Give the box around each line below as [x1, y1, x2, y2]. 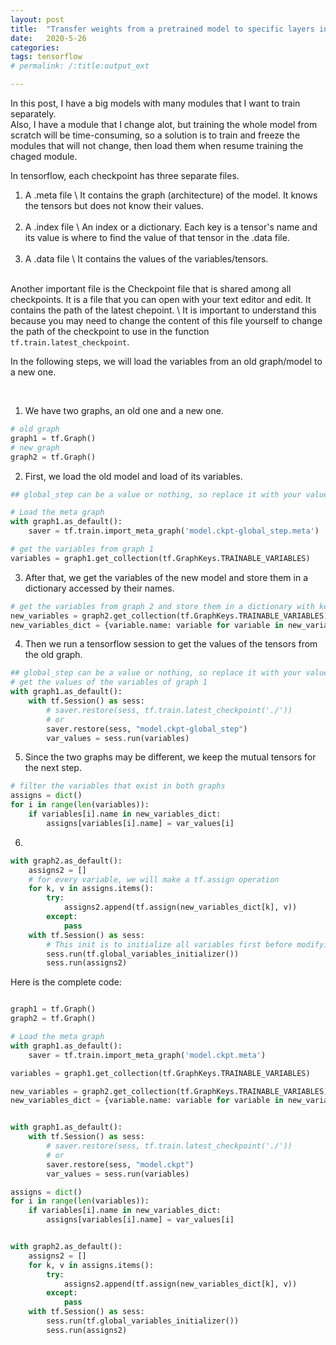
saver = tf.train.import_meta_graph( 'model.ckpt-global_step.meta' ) [28, 526, 320, 536]
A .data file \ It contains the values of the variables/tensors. [24, 253, 269, 265]
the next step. [24, 762, 82, 774]
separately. [10, 108, 57, 120]
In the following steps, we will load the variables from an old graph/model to [10, 356, 323, 367]
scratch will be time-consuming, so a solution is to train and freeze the [10, 129, 301, 141]
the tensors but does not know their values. [24, 200, 205, 211]
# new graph [10, 442, 60, 453]
